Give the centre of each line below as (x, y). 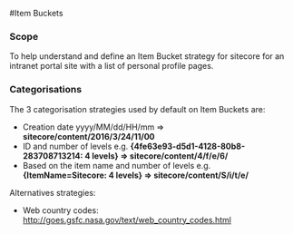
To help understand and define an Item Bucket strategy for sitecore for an (147, 56)
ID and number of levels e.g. (75, 146)
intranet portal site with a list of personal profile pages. (112, 66)
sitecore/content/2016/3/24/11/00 (89, 136)
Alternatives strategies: (53, 192)
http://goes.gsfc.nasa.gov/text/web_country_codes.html (127, 219)
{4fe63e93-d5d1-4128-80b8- (188, 146)
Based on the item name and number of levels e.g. (117, 165)
